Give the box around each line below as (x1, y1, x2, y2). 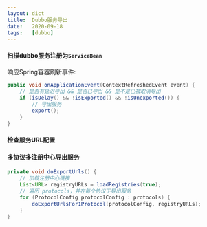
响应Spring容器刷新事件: (7, 68, 76, 76)
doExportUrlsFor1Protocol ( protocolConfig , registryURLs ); (32, 200, 201, 207)
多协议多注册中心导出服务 (7, 153, 80, 161)
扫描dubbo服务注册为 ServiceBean (7, 51, 102, 59)
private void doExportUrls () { (7, 169, 97, 175)
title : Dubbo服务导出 (7, 17, 68, 23)
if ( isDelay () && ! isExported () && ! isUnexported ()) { (19, 94, 180, 102)
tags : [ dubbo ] (7, 29, 54, 36)
